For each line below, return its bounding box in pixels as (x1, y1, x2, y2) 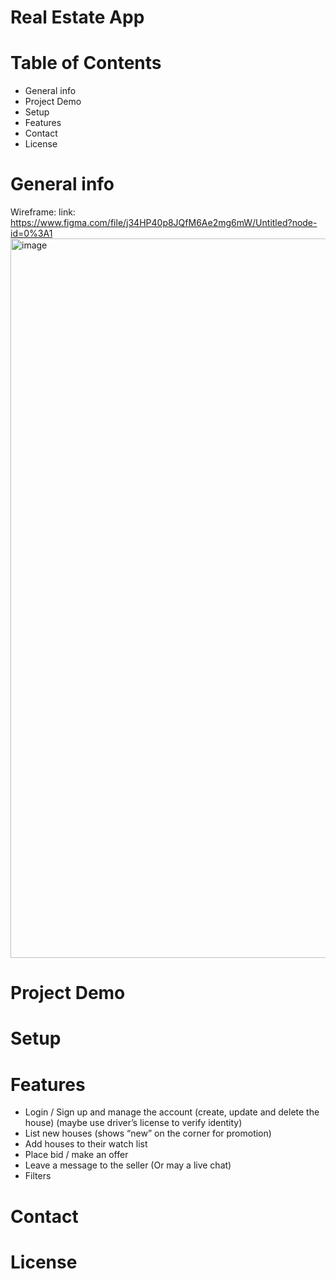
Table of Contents (10, 52, 162, 75)
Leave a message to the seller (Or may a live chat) (24, 1159, 232, 1171)
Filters (24, 1170, 52, 1182)
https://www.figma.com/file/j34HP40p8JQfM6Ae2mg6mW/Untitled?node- (10, 217, 318, 229)
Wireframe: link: (10, 206, 76, 218)
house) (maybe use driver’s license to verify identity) (24, 1117, 243, 1129)
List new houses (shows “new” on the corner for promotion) (24, 1127, 272, 1140)
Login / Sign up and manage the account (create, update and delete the (24, 1106, 320, 1118)
